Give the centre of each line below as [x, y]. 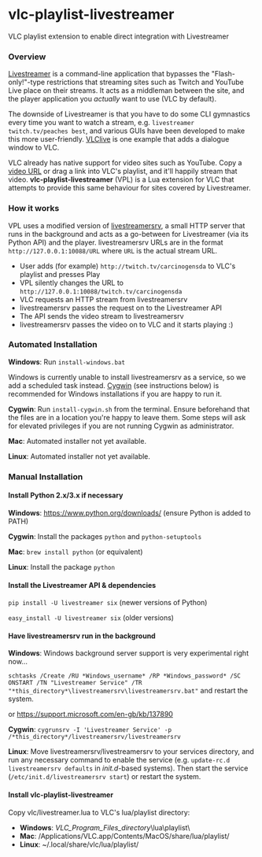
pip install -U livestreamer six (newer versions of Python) [108, 603]
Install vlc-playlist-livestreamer [61, 794]
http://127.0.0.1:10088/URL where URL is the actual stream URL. [113, 250]
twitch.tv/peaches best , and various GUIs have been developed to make [127, 131]
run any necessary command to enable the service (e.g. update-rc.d [119, 760]
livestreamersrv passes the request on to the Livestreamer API [121, 308]
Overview [27, 57]
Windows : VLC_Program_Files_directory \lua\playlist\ [105, 827]
